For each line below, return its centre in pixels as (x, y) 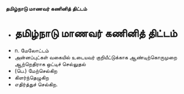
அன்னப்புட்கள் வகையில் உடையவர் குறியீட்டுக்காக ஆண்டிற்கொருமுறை (96, 57)
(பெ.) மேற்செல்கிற (36, 70)
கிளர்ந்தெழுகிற (32, 77)
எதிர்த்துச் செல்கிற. (36, 84)
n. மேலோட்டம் (32, 50)
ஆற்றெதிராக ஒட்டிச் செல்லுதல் (50, 64)
